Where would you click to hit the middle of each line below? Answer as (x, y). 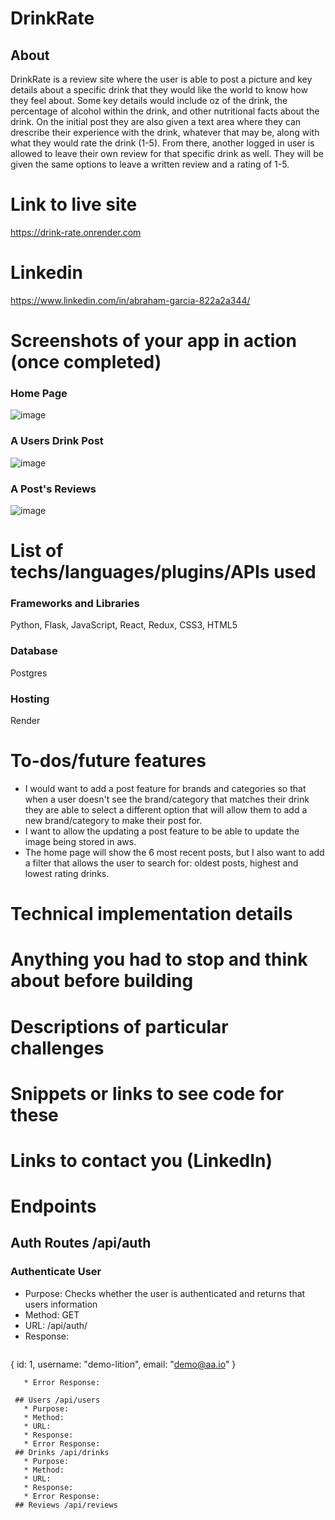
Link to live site (74, 204)
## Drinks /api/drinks (62, 1452)
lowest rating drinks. (67, 873)
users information (61, 1304)
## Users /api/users (57, 1400)
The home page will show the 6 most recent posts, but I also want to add (174, 852)
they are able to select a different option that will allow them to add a (166, 809)
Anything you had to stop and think (159, 959)
